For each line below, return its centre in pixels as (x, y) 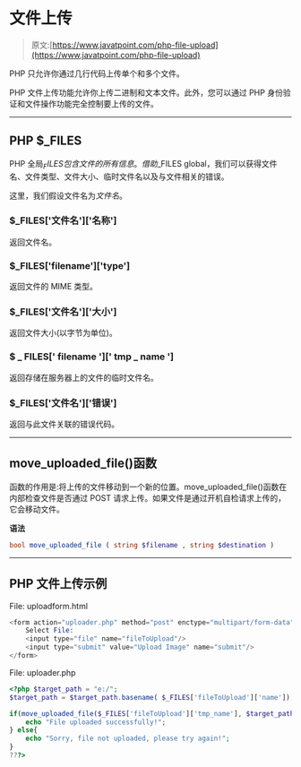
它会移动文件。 (37, 509)
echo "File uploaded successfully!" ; (96, 722)
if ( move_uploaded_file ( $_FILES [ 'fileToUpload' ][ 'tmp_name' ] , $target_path (152, 713)
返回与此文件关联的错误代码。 (64, 424)
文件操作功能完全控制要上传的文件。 (91, 103)
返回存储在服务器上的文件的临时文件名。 (84, 377)
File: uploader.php (43, 672)
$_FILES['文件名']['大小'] (63, 312)
